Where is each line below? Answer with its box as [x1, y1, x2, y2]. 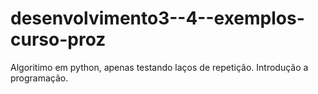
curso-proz [10, 28, 107, 51]
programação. [10, 72, 69, 84]
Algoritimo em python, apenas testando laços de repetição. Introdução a [10, 61, 309, 73]
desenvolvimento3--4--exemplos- [10, 7, 305, 30]
